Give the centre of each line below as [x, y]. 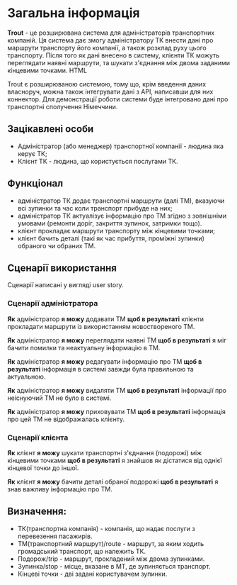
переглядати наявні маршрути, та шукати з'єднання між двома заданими [119, 62]
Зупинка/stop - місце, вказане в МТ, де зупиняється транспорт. [114, 566]
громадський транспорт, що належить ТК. [82, 551]
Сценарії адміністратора [53, 303]
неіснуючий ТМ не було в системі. [59, 398]
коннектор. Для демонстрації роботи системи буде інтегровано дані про [118, 99]
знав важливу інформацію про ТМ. [60, 489]
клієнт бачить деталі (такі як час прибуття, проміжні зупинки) [111, 238]
